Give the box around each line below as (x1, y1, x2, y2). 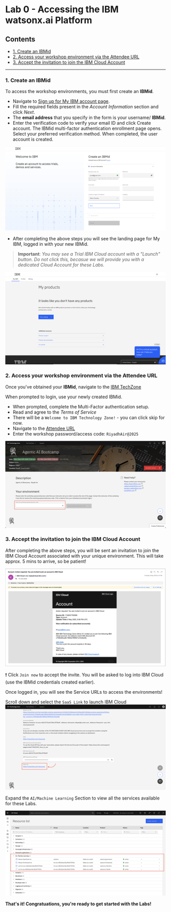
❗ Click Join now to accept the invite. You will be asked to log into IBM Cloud (5, 671, 164, 678)
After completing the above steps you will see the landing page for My (12, 235, 160, 241)
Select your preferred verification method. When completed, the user (12, 131, 158, 137)
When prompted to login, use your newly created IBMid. (5, 394, 123, 400)
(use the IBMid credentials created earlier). (5, 679, 95, 685)
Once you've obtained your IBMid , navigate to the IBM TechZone (5, 383, 141, 390)
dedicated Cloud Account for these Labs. (17, 262, 105, 268)
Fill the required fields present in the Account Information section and (12, 104, 159, 110)
